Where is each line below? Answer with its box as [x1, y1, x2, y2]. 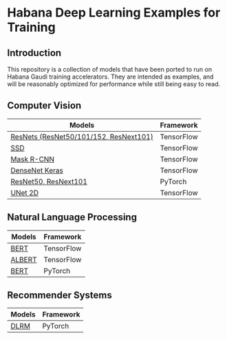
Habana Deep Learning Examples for [7, 5, 221, 21]
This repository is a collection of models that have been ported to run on [7, 66, 212, 73]
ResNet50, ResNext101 [10, 177, 88, 186]
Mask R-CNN [10, 154, 55, 163]
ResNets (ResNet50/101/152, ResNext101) [10, 132, 153, 141]
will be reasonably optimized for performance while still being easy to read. [7, 80, 221, 88]
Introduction [7, 47, 62, 59]
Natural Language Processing [7, 212, 138, 223]
